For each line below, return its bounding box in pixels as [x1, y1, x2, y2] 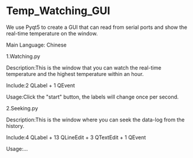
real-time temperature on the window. [6, 29, 98, 37]
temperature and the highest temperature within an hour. [6, 70, 144, 77]
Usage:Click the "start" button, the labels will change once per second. [6, 93, 179, 100]
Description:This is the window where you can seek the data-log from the [6, 116, 185, 123]
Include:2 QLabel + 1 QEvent [6, 81, 76, 89]
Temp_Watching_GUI [6, 4, 110, 18]
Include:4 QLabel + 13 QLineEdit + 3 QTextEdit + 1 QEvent [6, 134, 146, 141]
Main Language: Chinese [6, 41, 67, 48]
